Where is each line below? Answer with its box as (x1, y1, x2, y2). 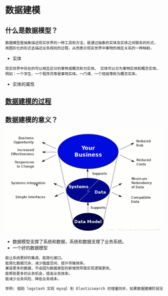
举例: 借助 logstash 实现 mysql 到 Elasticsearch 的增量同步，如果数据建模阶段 (5, 286, 160, 291)
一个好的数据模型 (12, 244, 48, 251)
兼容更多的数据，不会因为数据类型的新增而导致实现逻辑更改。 (5, 266, 113, 271)
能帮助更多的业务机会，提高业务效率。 (5, 271, 72, 276)
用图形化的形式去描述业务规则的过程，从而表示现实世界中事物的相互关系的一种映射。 (5, 46, 154, 51)
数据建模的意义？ (5, 116, 58, 124)
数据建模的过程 (5, 97, 51, 105)
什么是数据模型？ (5, 26, 58, 35)
